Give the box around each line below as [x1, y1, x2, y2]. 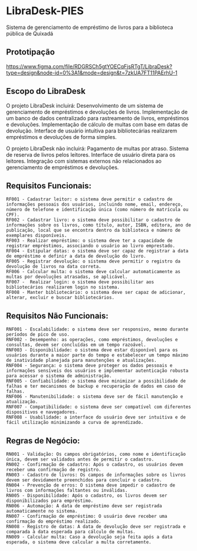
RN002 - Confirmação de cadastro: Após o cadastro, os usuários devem [6, 462, 183, 468]
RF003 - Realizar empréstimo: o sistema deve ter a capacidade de [6, 238, 173, 244]
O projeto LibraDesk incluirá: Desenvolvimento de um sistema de [6, 102, 163, 109]
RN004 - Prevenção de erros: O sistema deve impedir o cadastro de [6, 482, 176, 488]
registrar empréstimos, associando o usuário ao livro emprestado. [6, 243, 176, 249]
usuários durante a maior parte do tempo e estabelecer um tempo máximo [6, 352, 189, 358]
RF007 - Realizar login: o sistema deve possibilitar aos [6, 279, 155, 285]
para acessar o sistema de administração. [6, 373, 112, 379]
